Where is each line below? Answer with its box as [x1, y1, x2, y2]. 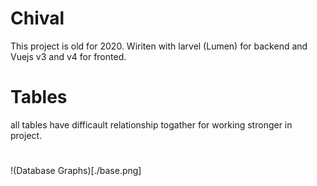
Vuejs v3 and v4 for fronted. [10, 50, 127, 62]
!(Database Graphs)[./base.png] [10, 165, 142, 177]
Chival [10, 7, 65, 30]
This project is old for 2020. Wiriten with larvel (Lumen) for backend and [10, 40, 308, 52]
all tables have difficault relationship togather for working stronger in [10, 118, 293, 131]
